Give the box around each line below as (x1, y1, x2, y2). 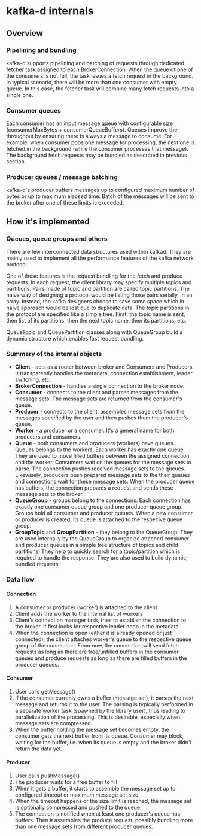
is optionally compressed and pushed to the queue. (14, 804, 142, 811)
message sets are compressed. (14, 719, 93, 726)
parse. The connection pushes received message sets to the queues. (14, 465, 185, 472)
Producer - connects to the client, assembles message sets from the (14, 408, 185, 415)
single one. (6, 91, 33, 98)
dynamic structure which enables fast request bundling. (6, 335, 144, 342)
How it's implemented (6, 217, 90, 227)
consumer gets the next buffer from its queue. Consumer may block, (14, 732, 184, 740)
